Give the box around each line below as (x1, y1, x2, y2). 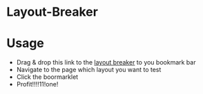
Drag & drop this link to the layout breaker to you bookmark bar (16, 58, 196, 67)
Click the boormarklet (16, 73, 79, 81)
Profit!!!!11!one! (16, 80, 59, 89)
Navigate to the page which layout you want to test (16, 66, 162, 74)
